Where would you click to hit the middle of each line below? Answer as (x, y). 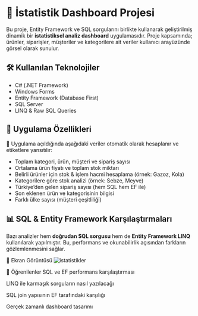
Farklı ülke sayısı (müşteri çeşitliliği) (58, 199)
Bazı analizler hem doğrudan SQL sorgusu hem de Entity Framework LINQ (98, 236)
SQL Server (29, 104)
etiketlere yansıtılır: (29, 150)
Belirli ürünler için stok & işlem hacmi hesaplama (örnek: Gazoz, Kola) (99, 174)
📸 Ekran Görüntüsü (29, 261)
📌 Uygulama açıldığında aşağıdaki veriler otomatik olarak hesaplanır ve (92, 144)
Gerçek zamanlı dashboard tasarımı (50, 306)
